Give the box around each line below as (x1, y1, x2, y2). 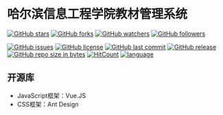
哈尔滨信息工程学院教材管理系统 (7, 6, 188, 22)
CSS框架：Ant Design (16, 100, 79, 108)
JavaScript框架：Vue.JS (16, 91, 86, 100)
